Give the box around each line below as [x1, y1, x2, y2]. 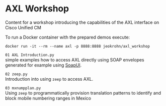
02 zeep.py [5, 71, 28, 77]
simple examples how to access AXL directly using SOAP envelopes [5, 56, 145, 62]
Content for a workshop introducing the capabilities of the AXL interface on [5, 19, 160, 25]
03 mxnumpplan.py [5, 85, 41, 91]
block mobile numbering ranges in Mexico [5, 95, 91, 101]
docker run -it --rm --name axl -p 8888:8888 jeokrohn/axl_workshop [5, 44, 150, 49]
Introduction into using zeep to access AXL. [5, 76, 93, 82]
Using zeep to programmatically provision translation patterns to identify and [5, 90, 162, 96]
